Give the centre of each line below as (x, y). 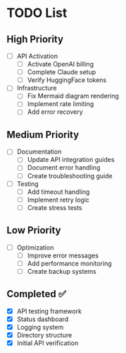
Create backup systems (62, 271)
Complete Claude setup (62, 72)
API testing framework (49, 311)
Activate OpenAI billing (61, 64)
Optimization (35, 247)
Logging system (40, 327)
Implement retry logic (58, 199)
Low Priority (34, 230)
